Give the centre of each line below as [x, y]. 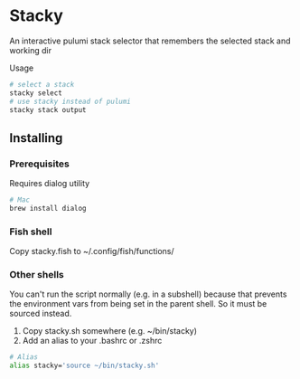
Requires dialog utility [50, 184]
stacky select [36, 93]
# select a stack [42, 84]
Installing [36, 138]
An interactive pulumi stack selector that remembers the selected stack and [150, 41]
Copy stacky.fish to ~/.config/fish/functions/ [92, 251]
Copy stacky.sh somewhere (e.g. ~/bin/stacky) [109, 331]
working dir [31, 50]
